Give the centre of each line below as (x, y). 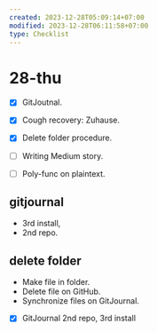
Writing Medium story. (63, 155)
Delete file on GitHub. (61, 292)
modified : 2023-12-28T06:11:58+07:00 (79, 26)
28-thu (35, 78)
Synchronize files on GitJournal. (81, 301)
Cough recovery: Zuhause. (71, 120)
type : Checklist (39, 34)
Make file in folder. (56, 282)
